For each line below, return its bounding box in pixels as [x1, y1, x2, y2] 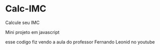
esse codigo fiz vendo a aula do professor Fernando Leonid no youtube [5, 38, 155, 45]
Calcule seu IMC [5, 19, 40, 25]
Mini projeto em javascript [5, 29, 60, 35]
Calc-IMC [5, 3, 47, 14]
